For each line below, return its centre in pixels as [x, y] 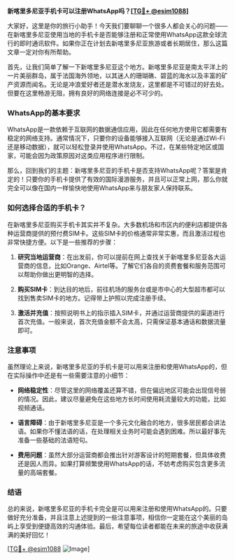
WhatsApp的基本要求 [44, 113]
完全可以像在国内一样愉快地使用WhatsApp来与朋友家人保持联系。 [102, 188]
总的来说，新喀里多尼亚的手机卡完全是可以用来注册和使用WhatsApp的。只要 [117, 509]
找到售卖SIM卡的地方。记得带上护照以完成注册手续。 [93, 298]
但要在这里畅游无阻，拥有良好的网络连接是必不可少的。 [87, 93]
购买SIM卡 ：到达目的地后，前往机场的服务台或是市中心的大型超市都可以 [121, 289]
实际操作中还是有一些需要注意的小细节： [71, 375]
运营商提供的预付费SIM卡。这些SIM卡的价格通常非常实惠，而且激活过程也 [119, 233]
